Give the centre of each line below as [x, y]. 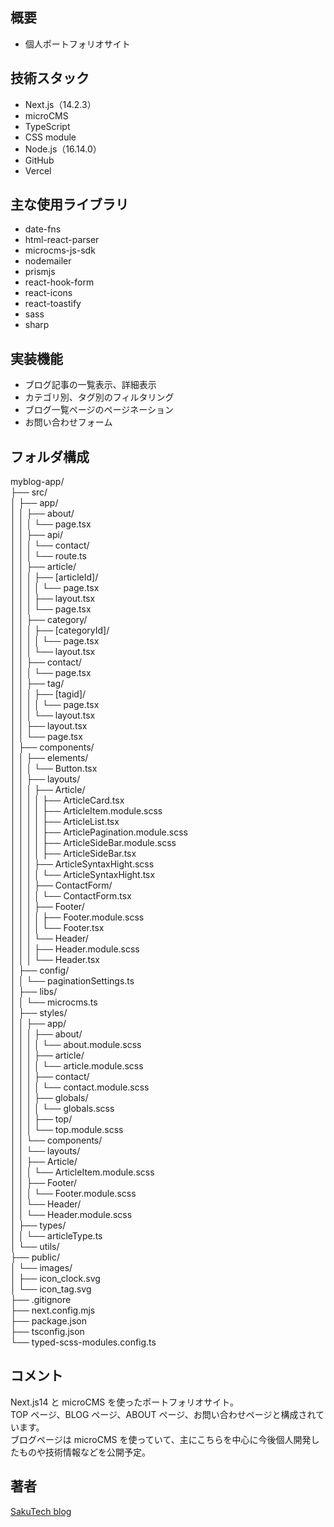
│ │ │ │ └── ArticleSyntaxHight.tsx [83, 875]
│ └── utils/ [35, 1247]
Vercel [38, 170]
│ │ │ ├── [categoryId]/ [60, 630]
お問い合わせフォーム [68, 422]
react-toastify [53, 304]
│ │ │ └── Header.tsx [55, 960]
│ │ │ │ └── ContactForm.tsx [71, 896]
